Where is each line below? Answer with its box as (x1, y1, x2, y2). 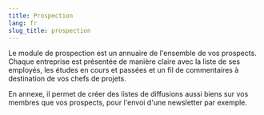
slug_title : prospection (8, 26, 91, 34)
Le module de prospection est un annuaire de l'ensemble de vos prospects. (8, 49, 258, 58)
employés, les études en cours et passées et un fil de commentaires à (8, 65, 239, 75)
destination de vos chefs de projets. (8, 73, 126, 84)
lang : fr (8, 19, 38, 27)
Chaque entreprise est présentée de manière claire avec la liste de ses (8, 57, 241, 66)
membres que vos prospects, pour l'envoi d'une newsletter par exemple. (8, 97, 248, 108)
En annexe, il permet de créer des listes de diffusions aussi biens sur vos (8, 89, 249, 99)
